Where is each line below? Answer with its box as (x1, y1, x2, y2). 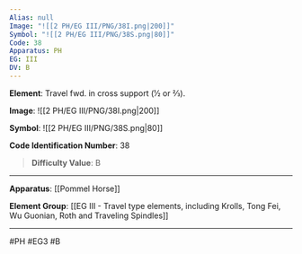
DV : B (9, 64, 30, 73)
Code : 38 (9, 38, 42, 48)
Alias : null (9, 13, 54, 22)
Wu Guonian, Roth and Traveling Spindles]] (9, 210, 169, 221)
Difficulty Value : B (31, 157, 102, 168)
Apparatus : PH (9, 47, 63, 56)
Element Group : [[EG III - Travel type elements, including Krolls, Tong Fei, (9, 200, 281, 211)
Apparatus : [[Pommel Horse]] (9, 183, 120, 194)
